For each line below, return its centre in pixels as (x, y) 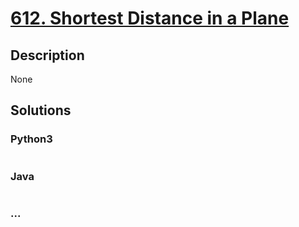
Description (47, 55)
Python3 (31, 139)
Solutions (41, 110)
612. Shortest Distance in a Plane (150, 18)
